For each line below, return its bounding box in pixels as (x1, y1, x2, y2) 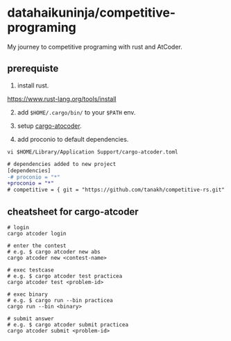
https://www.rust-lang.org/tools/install (7, 94, 117, 103)
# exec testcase (7, 266, 54, 274)
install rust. (17, 81, 49, 90)
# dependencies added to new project (7, 160, 117, 167)
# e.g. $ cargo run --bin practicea (7, 297, 113, 303)
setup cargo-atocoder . (17, 122, 82, 130)
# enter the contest (7, 242, 67, 249)
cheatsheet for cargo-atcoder (7, 206, 139, 217)
